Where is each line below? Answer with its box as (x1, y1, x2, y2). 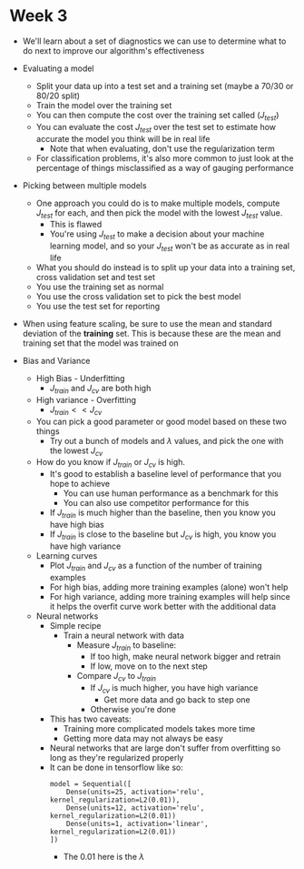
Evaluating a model (22, 63, 94, 74)
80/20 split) (35, 90, 80, 101)
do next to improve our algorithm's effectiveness (22, 45, 205, 56)
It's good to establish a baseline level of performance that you (49, 469, 281, 480)
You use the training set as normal (35, 281, 164, 292)
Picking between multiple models (22, 179, 147, 191)
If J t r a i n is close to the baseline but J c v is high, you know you (49, 529, 277, 541)
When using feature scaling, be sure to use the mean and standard (22, 318, 272, 328)
